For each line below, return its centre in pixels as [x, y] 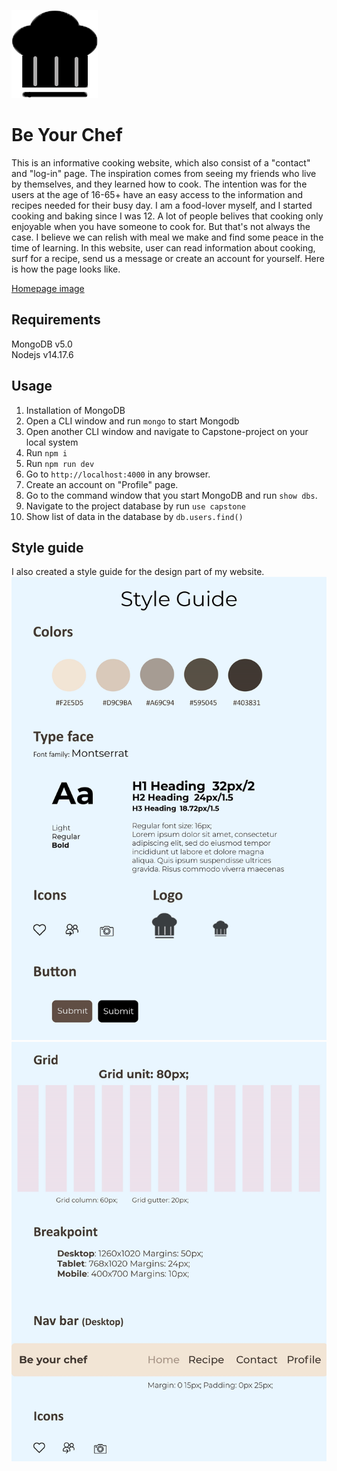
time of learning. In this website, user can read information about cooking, [163, 247]
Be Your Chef [67, 135]
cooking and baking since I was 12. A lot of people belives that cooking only [167, 216]
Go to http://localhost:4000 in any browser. [118, 474]
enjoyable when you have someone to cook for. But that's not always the [161, 226]
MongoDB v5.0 [42, 344]
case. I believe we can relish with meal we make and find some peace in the [167, 237]
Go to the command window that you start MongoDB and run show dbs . [171, 495]
